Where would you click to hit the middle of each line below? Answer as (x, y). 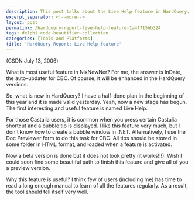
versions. (17, 84)
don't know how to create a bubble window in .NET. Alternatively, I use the (96, 131)
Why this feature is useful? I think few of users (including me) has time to (94, 179)
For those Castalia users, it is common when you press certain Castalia (92, 119)
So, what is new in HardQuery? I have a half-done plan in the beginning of (95, 96)
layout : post (22, 22)
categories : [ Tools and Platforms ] (49, 39)
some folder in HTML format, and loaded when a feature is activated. (89, 144)
